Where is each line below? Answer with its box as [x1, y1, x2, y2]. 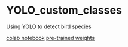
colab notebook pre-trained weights [6, 34, 95, 41]
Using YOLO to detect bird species [6, 23, 92, 30]
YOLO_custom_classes [6, 4, 123, 17]
